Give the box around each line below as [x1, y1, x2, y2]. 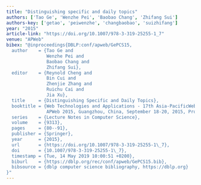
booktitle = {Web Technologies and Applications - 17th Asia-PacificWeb [11, 103, 197, 109]
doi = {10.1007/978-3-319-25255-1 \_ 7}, [11, 147, 127, 153]
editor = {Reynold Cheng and [11, 70, 93, 76]
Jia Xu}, [46, 92, 68, 98]
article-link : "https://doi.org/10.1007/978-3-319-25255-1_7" [6, 31, 165, 37]
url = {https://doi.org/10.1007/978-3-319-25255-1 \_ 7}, [11, 141, 170, 148]
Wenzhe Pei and [46, 53, 84, 59]
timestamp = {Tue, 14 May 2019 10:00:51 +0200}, [11, 153, 135, 159]
